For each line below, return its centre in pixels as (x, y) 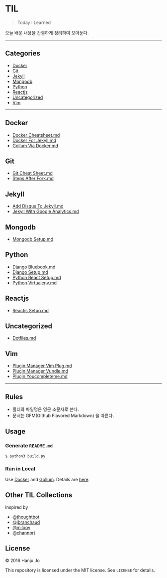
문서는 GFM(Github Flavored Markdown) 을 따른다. (63, 416)
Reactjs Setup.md (30, 310)
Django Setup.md (30, 272)
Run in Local (20, 468)
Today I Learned (34, 22)
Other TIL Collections (39, 495)
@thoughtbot (26, 517)
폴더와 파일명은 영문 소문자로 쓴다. (45, 409)
